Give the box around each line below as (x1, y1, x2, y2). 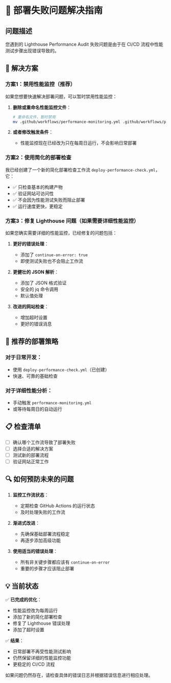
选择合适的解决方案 (12, 445, 54, 451)
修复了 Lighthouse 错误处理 (12, 620, 70, 626)
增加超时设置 (20, 315, 47, 321)
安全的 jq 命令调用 (20, 286, 59, 293)
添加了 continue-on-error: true (20, 252, 88, 258)
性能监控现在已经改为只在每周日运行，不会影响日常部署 (20, 140, 137, 146)
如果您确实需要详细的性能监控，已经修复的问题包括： (5, 230, 117, 236)
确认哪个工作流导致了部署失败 (12, 439, 76, 445)
